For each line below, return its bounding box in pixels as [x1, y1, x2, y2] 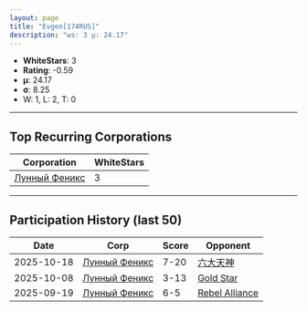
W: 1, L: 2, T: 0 [22, 94, 77, 105]
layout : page [9, 13, 59, 23]
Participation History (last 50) [9, 212, 183, 228]
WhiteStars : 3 [22, 56, 77, 67]
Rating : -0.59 [22, 65, 74, 76]
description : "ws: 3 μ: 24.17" [9, 30, 129, 39]
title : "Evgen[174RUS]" [9, 22, 101, 31]
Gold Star [197, 272, 238, 284]
